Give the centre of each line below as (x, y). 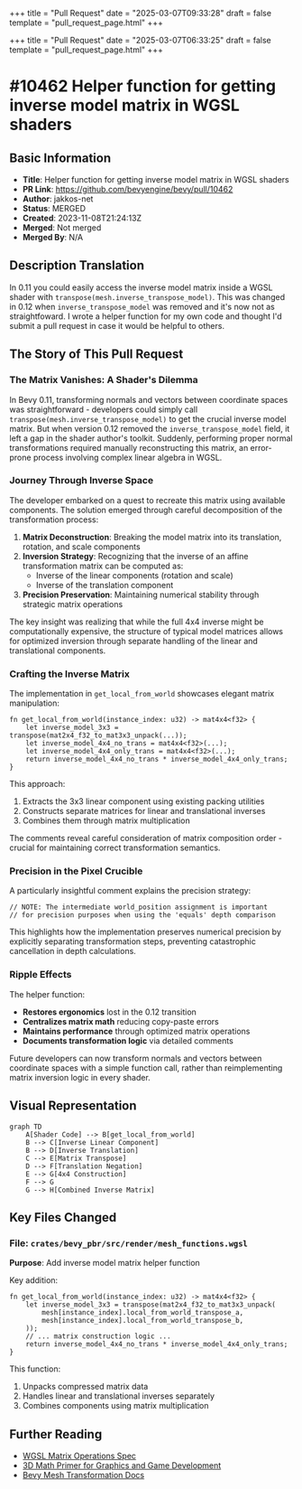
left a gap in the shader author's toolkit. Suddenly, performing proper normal (151, 438)
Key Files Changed (63, 1217)
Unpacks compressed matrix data (85, 1387)
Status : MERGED (54, 208)
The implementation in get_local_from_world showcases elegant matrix (142, 694)
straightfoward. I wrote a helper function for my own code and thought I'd (146, 316)
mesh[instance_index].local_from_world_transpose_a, (143, 1313)
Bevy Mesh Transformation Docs (83, 1475)
